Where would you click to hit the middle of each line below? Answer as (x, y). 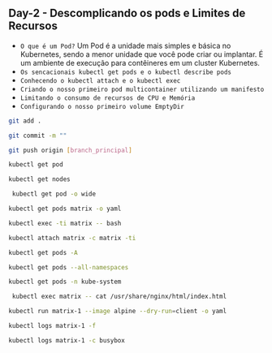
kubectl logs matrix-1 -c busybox (67, 340)
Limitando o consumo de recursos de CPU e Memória (108, 98)
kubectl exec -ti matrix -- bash (65, 223)
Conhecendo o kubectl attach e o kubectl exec (100, 80)
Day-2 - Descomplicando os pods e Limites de (127, 13)
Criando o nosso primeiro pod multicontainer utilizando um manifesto (142, 89)
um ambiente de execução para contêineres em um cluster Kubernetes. (140, 62)
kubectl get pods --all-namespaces (69, 267)
